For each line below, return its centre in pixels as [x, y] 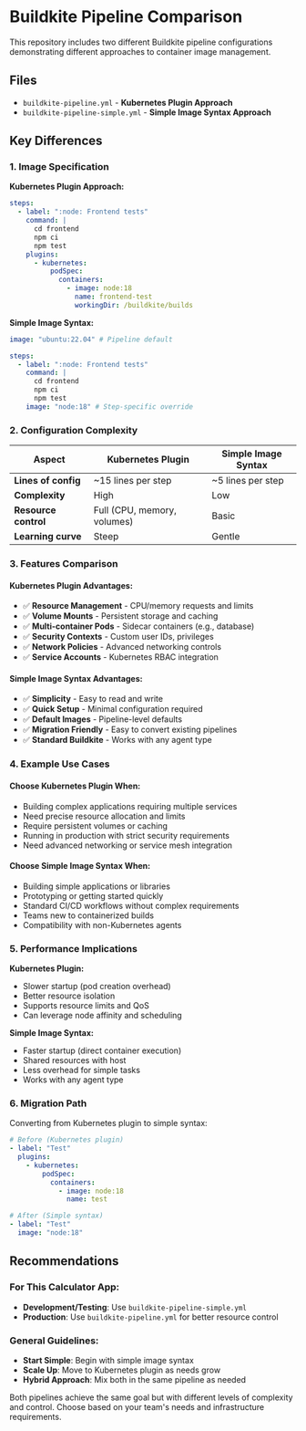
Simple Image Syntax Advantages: [76, 678]
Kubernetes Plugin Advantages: [71, 585]
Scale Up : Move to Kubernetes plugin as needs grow [122, 1370]
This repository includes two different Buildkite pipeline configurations [141, 42]
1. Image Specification [59, 167]
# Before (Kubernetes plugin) [67, 1140]
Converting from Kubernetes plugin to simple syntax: [108, 1123]
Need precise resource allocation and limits [104, 816]
